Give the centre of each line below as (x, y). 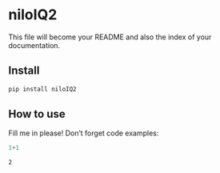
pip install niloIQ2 (43, 89)
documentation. (34, 45)
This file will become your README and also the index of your (110, 37)
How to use (37, 114)
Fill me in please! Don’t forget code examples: (84, 133)
